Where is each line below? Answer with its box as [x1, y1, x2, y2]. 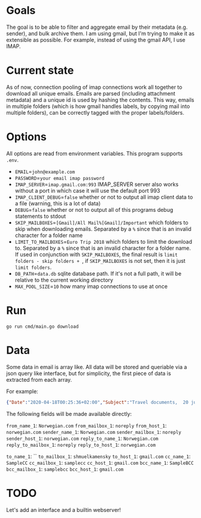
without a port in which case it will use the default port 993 [14, 187, 160, 194]
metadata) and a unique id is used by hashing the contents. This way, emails [6, 96, 194, 103]
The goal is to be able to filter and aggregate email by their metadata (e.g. [6, 23, 188, 31]
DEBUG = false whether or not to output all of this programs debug [14, 206, 173, 213]
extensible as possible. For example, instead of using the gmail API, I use [6, 36, 185, 43]
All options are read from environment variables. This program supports [6, 149, 183, 157]
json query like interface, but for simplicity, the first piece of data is [6, 370, 172, 377]
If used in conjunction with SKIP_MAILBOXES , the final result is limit [14, 250, 178, 258]
